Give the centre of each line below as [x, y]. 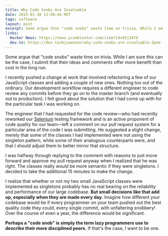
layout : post [19, 24]
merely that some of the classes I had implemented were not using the [78, 135]
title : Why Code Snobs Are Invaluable [46, 10]
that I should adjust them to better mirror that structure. [62, 146]
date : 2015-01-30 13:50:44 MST [38, 15]
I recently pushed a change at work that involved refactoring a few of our [81, 77]
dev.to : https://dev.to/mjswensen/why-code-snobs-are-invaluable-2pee [85, 43]
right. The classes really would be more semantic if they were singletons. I [82, 166]
